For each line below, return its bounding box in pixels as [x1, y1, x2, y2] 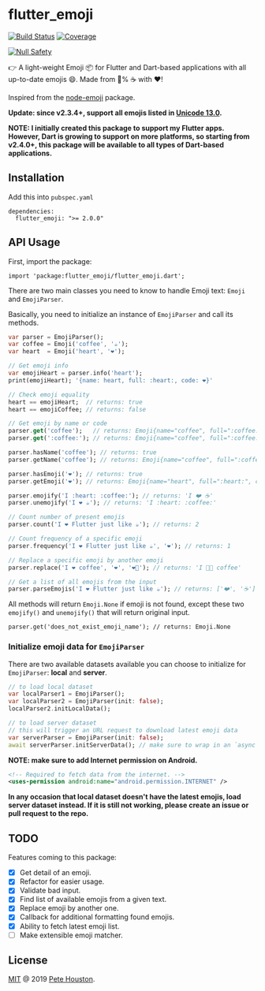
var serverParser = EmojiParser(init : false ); [8, 733, 164, 742]
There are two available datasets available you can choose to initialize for [8, 659, 246, 669]
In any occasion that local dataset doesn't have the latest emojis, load [8, 792, 242, 802]
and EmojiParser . [8, 294, 64, 304]
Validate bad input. [19, 885, 81, 896]
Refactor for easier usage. [19, 877, 105, 886]
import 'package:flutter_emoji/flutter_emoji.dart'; [8, 272, 185, 280]
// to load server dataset [8, 719, 97, 727]
